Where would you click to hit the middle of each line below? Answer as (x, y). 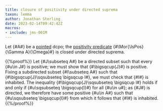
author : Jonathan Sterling (33, 19)
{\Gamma (15, 52)
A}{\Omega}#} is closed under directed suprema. (75, 52)
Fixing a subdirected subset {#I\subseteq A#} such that (61, 72)
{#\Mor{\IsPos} (128, 47)
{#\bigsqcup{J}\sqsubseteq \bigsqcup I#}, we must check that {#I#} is (77, 77)
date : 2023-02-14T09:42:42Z (34, 23)
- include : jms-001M (26, 33)
